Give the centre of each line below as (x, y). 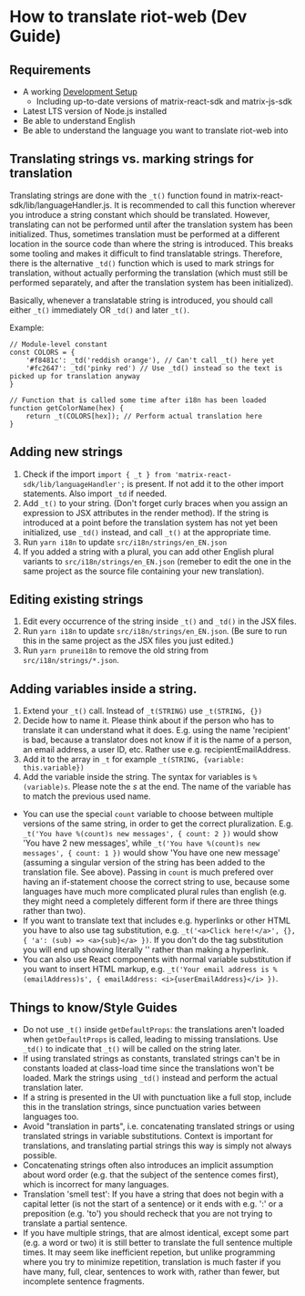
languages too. (51, 1117)
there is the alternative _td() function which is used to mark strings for (142, 263)
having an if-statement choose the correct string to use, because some (156, 882)
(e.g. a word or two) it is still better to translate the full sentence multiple (158, 1243)
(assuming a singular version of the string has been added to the (144, 863)
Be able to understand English (79, 121)
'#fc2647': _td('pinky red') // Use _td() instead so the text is (154, 368)
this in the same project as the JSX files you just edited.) (128, 641)
